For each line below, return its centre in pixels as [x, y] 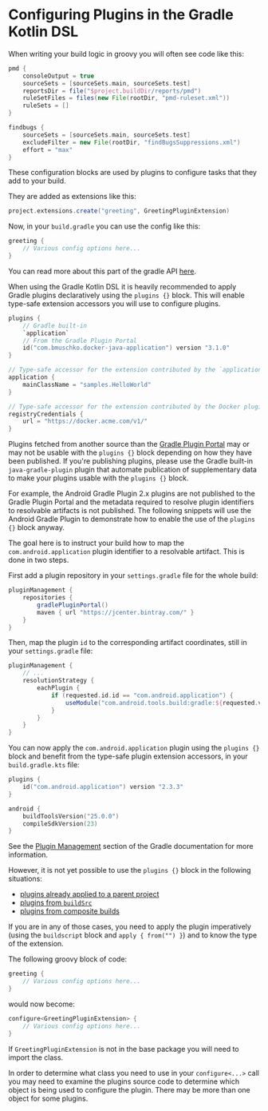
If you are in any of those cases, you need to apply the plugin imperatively [130, 927]
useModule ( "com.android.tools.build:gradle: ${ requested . [162, 703]
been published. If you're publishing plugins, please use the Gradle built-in [131, 461]
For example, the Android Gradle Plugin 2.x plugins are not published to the [132, 494]
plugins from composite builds [69, 911]
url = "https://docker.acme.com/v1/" [85, 421]
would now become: [42, 1004]
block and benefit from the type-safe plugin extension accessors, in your [128, 756]
